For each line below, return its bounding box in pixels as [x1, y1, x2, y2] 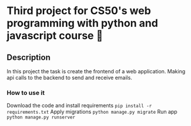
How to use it [6, 88, 45, 97]
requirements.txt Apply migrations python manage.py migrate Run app [6, 108, 178, 115]
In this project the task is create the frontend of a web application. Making [6, 68, 186, 74]
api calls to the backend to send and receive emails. [6, 74, 133, 81]
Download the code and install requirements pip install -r [6, 102, 152, 109]
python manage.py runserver [6, 114, 76, 121]
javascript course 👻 [6, 29, 103, 42]
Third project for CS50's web [6, 4, 152, 18]
